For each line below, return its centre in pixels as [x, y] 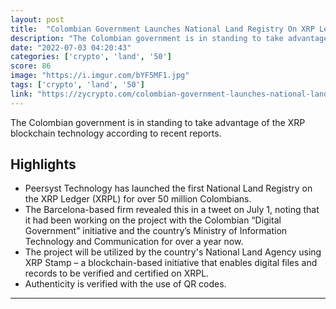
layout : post [37, 19]
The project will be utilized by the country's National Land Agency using [173, 252]
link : [21, 94]
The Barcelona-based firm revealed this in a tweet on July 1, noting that [172, 210]
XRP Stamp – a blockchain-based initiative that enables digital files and [171, 263]
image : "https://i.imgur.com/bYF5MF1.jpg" [100, 76]
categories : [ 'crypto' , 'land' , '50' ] [91, 57]
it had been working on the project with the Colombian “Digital [153, 220]
